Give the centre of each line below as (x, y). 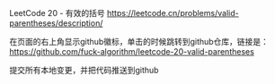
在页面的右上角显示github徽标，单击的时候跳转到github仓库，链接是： (139, 42)
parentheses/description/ (56, 23)
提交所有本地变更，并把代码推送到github (84, 70)
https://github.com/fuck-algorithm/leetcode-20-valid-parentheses (132, 51)
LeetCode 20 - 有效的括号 (57, 13)
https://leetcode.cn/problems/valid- (173, 13)
